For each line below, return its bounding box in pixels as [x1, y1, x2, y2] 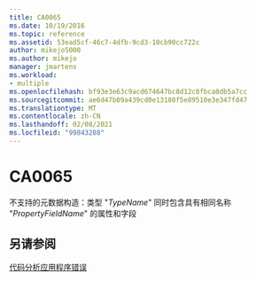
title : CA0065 [9, 12, 62, 22]
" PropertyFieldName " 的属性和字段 [9, 207, 137, 218]
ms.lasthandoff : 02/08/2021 [9, 121, 113, 129]
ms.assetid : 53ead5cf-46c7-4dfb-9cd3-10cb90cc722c [9, 37, 200, 47]
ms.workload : [9, 71, 58, 80]
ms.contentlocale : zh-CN [9, 112, 101, 121]
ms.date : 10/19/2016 [9, 21, 86, 30]
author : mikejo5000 [9, 46, 81, 55]
